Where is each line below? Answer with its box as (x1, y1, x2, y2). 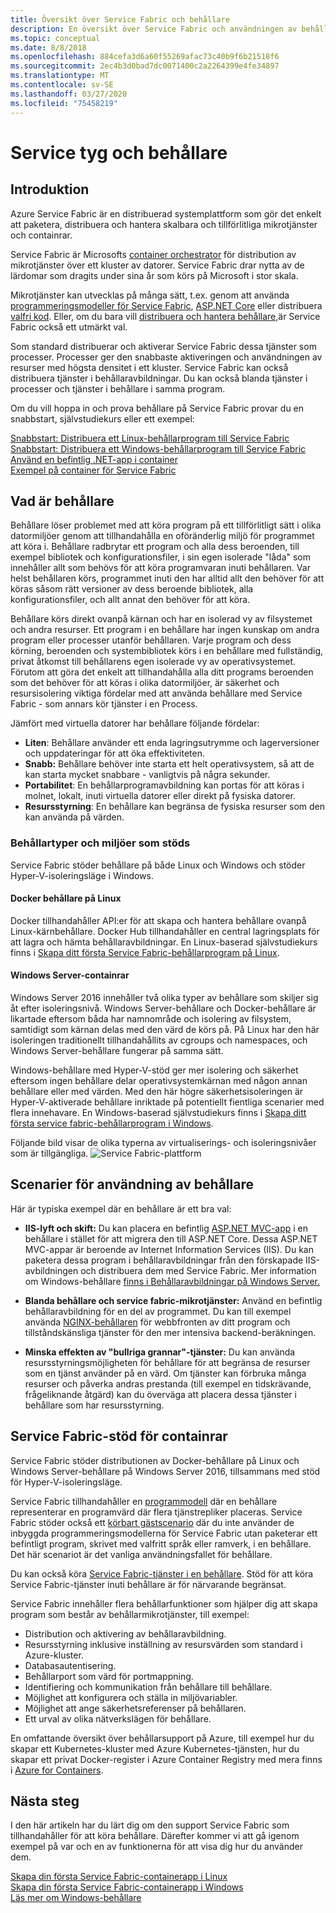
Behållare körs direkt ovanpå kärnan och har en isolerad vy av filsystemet (10, 613, 313, 625)
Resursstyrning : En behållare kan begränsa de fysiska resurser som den (24, 801, 326, 813)
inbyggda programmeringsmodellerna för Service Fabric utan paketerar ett (10, 1527, 318, 1539)
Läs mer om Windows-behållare (10, 1892, 142, 1904)
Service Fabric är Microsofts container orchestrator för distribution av (10, 248, 297, 260)
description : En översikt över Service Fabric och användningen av (10, 24, 298, 34)
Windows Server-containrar (10, 969, 130, 981)
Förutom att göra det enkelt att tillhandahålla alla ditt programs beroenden (10, 666, 314, 678)
